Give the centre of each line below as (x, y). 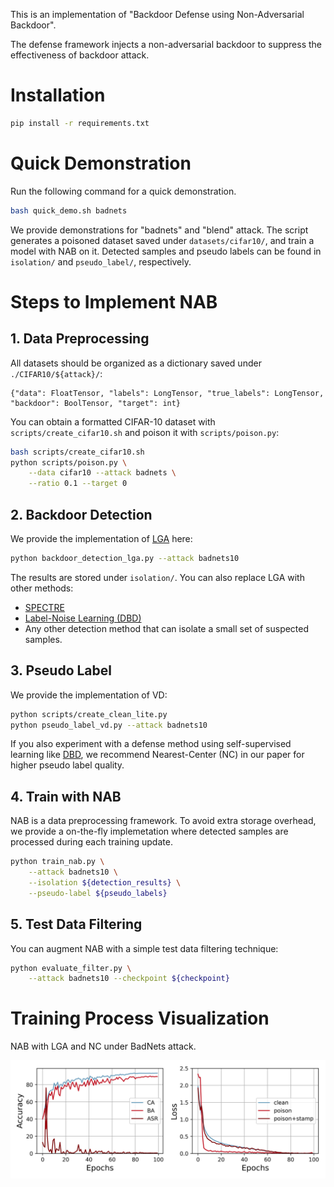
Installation (58, 95)
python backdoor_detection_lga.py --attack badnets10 (125, 558)
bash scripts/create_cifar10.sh (77, 452)
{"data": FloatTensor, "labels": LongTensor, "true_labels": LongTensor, (167, 393)
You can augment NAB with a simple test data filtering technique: (144, 948)
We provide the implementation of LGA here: (101, 538)
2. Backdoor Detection (81, 514)
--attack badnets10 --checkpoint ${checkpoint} (129, 979)
